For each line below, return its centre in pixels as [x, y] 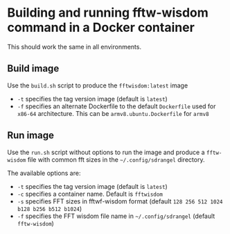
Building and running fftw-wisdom [108, 13]
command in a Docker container [101, 27]
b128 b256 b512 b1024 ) [50, 208]
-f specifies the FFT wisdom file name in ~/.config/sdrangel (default [116, 216]
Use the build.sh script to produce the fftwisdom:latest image [98, 85]
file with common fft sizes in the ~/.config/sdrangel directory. [116, 159]
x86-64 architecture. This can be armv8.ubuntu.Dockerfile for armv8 [113, 113]
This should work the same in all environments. [74, 47]
